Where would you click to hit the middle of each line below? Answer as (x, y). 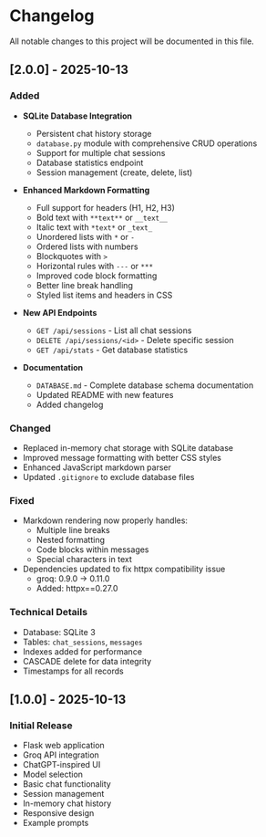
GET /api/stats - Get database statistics (112, 350)
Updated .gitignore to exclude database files (108, 476)
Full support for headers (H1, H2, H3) (105, 207)
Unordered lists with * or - (85, 236)
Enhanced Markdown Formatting (86, 190)
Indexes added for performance (82, 651)
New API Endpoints (60, 312)
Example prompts (56, 823)
